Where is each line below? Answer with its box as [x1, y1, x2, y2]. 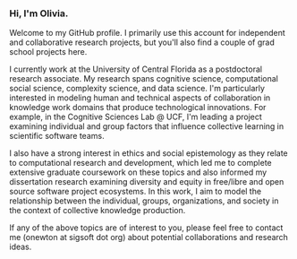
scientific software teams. [9, 131, 105, 142]
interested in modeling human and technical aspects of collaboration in [9, 92, 271, 103]
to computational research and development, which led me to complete [9, 158, 273, 168]
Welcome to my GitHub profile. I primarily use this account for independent [9, 28, 286, 39]
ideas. [9, 241, 32, 253]
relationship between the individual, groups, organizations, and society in [9, 195, 279, 206]
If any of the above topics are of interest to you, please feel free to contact [9, 222, 284, 233]
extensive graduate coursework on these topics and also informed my [9, 167, 267, 177]
